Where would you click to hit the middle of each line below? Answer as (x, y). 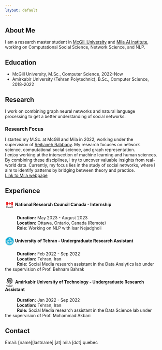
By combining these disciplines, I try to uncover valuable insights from (75, 160)
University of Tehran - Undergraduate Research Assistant (74, 241)
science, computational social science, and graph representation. (70, 150)
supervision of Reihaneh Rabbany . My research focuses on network (73, 145)
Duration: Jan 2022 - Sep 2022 (48, 300)
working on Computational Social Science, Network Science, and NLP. (75, 47)
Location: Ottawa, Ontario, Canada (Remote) (61, 223)
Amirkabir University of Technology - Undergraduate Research (80, 282)
